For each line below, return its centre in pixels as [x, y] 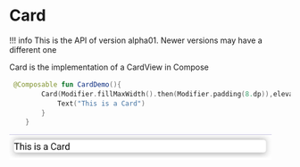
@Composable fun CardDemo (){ [67, 84]
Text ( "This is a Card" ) [101, 104]
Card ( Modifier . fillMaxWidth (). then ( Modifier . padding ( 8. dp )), [158, 94]
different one [33, 49]
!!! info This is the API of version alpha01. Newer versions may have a [136, 40]
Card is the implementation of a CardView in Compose [109, 67]
